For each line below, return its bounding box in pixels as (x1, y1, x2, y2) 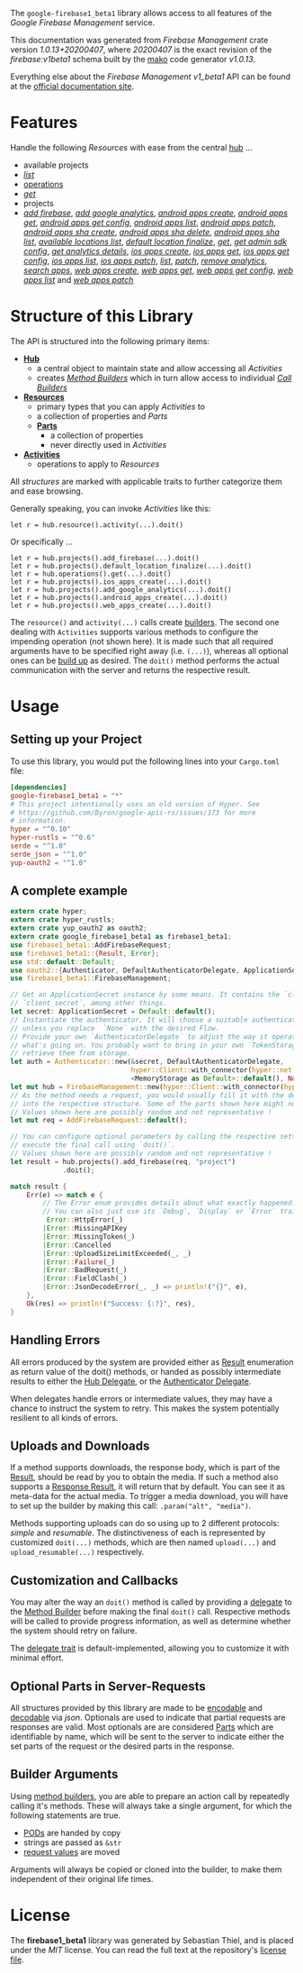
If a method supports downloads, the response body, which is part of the (10, 1462, 281, 1473)
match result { (10, 1182, 67, 1191)
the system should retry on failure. (10, 1625, 138, 1636)
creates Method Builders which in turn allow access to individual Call (36, 372, 292, 383)
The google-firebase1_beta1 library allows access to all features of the (10, 8, 272, 18)
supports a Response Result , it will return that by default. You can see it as (10, 1481, 286, 1492)
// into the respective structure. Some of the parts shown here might (10, 1099, 284, 1108)
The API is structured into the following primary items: (10, 335, 210, 346)
